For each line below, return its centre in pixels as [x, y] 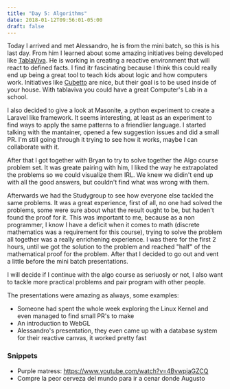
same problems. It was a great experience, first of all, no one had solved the [115, 203]
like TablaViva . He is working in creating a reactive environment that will [108, 61]
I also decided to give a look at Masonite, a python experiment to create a [111, 110]
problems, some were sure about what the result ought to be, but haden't [111, 210]
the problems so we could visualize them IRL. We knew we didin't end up [110, 175]
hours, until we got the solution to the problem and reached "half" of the [109, 247]
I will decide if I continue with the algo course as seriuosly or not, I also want [115, 275]
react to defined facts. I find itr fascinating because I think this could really [112, 68]
